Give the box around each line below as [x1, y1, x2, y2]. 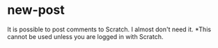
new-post [7, 2, 65, 18]
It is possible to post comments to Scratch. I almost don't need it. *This [7, 25, 211, 33]
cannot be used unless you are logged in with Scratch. [7, 32, 164, 40]
